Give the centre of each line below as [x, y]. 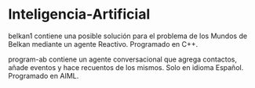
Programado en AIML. [44, 76]
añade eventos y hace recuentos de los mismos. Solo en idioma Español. [126, 67]
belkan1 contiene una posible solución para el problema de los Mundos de [128, 36]
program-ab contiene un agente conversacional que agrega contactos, [123, 59]
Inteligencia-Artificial [79, 14]
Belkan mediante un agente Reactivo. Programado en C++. [103, 44]
